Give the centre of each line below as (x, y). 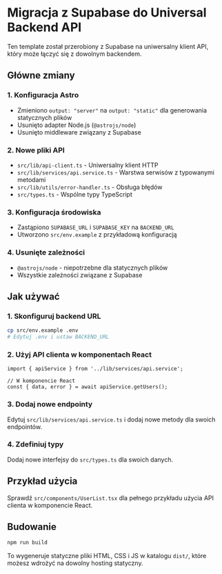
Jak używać (33, 296)
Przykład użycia (42, 481)
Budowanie (32, 527)
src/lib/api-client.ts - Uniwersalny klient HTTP (88, 165)
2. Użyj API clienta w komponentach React (79, 355)
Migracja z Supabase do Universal (107, 13)
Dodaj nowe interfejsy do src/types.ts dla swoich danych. (90, 459)
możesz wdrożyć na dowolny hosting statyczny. (75, 563)
